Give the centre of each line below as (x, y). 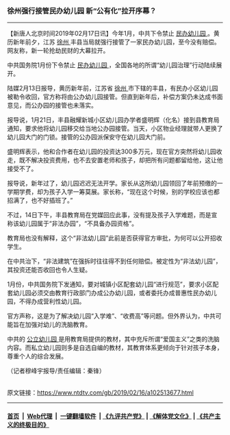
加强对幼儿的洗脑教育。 (58, 325)
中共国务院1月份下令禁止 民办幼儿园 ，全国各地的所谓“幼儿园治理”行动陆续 (112, 65)
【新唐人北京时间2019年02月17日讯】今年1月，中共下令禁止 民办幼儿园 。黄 (114, 34)
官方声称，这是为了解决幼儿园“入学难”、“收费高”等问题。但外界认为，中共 (111, 316)
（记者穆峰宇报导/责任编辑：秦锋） (56, 371)
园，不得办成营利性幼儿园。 (46, 301)
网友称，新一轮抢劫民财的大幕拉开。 (58, 51)
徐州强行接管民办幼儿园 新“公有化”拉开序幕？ (82, 10)
